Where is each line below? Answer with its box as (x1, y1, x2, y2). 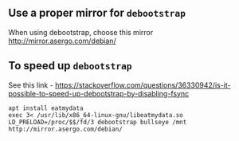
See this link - (8, 80, 53, 90)
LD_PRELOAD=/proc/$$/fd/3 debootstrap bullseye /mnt (8, 118, 187, 126)
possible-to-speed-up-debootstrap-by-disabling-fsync (8, 88, 190, 98)
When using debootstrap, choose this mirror (8, 27, 154, 37)
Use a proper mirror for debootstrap (8, 6, 186, 20)
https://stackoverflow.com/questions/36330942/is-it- (54, 80, 231, 90)
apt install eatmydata (8, 104, 84, 112)
